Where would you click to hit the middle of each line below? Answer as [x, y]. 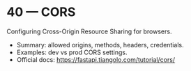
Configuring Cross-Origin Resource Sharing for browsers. [89, 31]
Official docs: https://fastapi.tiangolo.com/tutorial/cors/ [96, 59]
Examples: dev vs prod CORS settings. [72, 52]
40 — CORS [41, 12]
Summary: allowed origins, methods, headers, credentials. [100, 45]
